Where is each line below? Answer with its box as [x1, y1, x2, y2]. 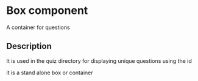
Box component [6, 4, 88, 18]
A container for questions [6, 24, 70, 31]
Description [6, 41, 52, 51]
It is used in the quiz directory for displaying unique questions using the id [6, 57, 192, 64]
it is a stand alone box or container [6, 69, 93, 76]
